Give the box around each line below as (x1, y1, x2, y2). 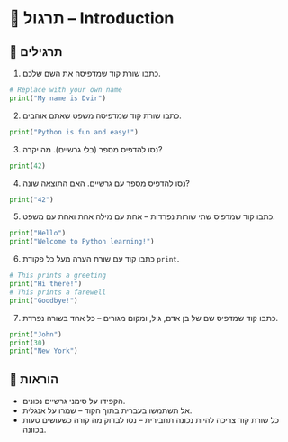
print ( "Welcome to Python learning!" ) (9, 237, 155, 246)
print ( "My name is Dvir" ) (9, 94, 106, 103)
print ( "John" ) (9, 329, 63, 339)
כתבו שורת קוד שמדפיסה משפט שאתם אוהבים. (22, 110, 182, 121)
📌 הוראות (9, 372, 59, 387)
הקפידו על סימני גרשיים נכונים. (22, 396, 126, 407)
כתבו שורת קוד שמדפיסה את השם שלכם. (22, 68, 161, 78)
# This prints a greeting (9, 271, 106, 281)
